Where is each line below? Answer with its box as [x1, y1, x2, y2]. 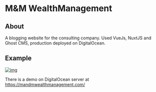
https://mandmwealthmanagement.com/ [5, 81, 85, 87]
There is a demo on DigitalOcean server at [5, 76, 89, 82]
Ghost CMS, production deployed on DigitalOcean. [5, 40, 106, 46]
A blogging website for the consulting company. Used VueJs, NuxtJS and [5, 35, 151, 41]
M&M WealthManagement [5, 3, 113, 14]
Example [5, 54, 32, 62]
